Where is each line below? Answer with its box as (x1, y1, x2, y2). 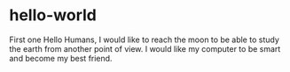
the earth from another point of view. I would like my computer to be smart (9, 43, 281, 54)
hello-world (9, 5, 98, 25)
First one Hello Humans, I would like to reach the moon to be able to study (9, 34, 279, 45)
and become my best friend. (9, 53, 113, 63)
